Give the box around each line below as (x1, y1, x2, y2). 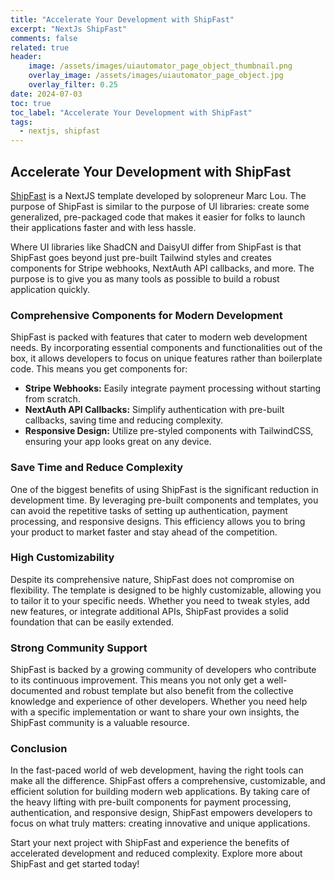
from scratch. (24, 393, 81, 405)
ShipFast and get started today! (10, 858, 140, 870)
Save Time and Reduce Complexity (10, 461, 184, 475)
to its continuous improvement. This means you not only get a (10, 674, 265, 686)
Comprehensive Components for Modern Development (10, 308, 283, 322)
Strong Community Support (10, 641, 148, 655)
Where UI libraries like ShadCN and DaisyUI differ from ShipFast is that (10, 241, 302, 253)
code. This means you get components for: (10, 363, 188, 375)
